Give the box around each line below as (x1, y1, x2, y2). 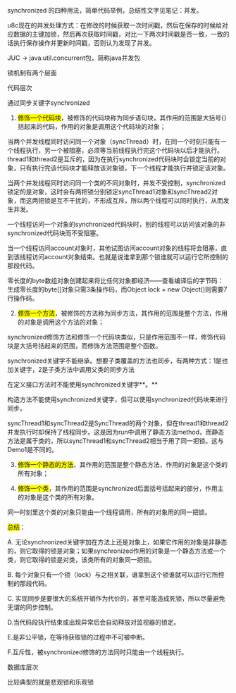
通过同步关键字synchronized (7, 99, 90, 107)
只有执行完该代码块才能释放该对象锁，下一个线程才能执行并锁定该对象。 (19, 164, 230, 172)
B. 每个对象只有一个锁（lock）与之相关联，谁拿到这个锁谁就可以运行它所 (7, 570, 218, 579)
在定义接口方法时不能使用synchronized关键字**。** (7, 380, 159, 389)
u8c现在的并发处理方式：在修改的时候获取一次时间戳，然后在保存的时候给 (7, 21, 222, 30)
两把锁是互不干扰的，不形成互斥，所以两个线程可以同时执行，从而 (31, 196, 223, 204)
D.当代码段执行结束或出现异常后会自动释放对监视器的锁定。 (7, 618, 180, 626)
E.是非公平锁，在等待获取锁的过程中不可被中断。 (7, 633, 149, 641)
